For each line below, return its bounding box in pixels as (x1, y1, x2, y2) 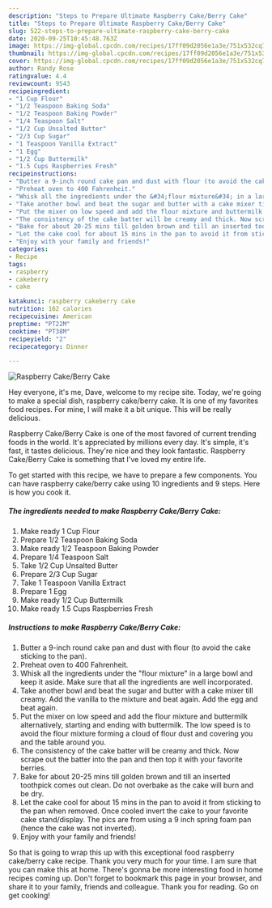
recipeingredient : (8, 87, 70, 95)
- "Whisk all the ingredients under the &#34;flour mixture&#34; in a (8, 192, 252, 201)
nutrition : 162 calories (8, 305, 92, 313)
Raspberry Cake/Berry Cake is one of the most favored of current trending (8, 429, 257, 439)
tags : (8, 260, 27, 268)
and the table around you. (19, 737, 107, 747)
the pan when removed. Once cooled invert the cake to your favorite (19, 806, 249, 816)
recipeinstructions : (8, 170, 79, 178)
